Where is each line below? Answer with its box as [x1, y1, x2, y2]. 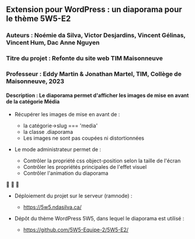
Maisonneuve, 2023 [6, 77, 64, 85]
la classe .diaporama [23, 129, 73, 136]
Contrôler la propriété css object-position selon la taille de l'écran [23, 157, 181, 164]
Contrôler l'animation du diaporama [23, 169, 109, 177]
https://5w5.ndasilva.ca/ [23, 204, 82, 211]
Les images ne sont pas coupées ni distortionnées [23, 134, 145, 142]
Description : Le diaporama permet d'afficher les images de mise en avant [6, 92, 189, 99]
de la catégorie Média [6, 98, 60, 105]
